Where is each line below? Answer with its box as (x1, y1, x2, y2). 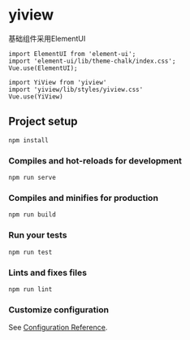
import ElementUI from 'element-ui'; (8, 50, 136, 58)
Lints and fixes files (8, 267, 88, 278)
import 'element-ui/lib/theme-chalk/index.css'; (8, 57, 176, 65)
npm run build (8, 211, 57, 219)
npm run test (8, 248, 53, 256)
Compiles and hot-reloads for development (8, 155, 183, 166)
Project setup (8, 115, 79, 129)
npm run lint (8, 285, 53, 294)
